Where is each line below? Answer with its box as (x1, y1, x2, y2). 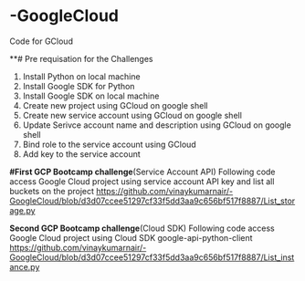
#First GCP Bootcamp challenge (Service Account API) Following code (9, 166, 276, 177)
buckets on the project (9, 185, 94, 196)
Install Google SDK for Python (22, 80, 135, 91)
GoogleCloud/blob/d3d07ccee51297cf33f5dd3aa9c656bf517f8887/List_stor (9, 195, 296, 206)
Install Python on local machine (22, 70, 141, 82)
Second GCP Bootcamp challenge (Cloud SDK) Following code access (9, 223, 276, 234)
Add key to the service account (22, 148, 142, 160)
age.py (9, 204, 36, 215)
